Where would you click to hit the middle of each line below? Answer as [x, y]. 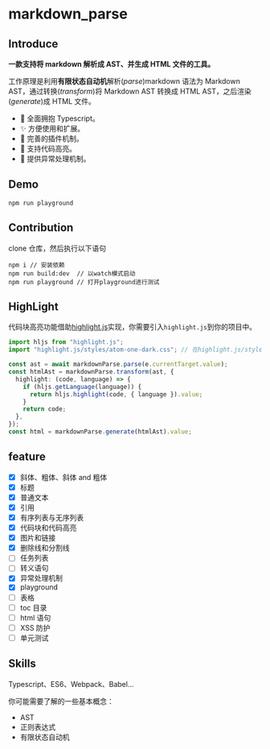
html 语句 [35, 618]
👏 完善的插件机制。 [51, 139]
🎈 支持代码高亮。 [48, 149]
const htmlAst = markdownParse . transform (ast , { [91, 372]
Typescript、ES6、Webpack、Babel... [71, 684]
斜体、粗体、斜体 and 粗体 [63, 477]
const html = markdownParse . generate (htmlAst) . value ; [100, 432]
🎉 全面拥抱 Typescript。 [59, 118]
